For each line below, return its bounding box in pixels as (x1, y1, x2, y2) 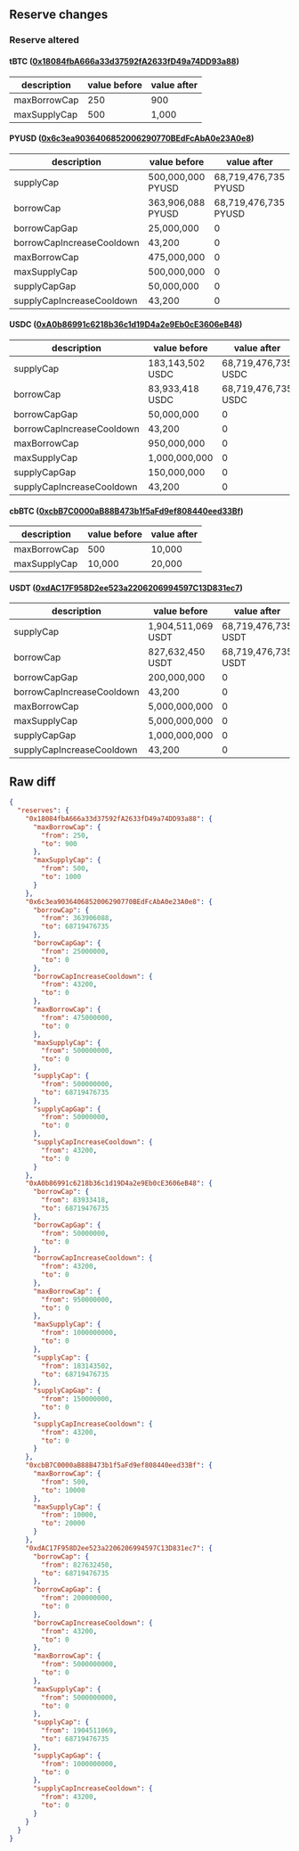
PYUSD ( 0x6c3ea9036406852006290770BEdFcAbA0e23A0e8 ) (9, 133, 255, 144)
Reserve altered (9, 34, 80, 46)
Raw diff (9, 774, 56, 789)
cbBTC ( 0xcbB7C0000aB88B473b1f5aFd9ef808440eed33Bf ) (9, 506, 244, 516)
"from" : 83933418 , (41, 1196, 109, 1205)
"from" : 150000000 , (41, 1394, 114, 1403)
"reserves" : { (17, 806, 69, 815)
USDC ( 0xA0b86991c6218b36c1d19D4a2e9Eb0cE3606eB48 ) (9, 319, 243, 330)
